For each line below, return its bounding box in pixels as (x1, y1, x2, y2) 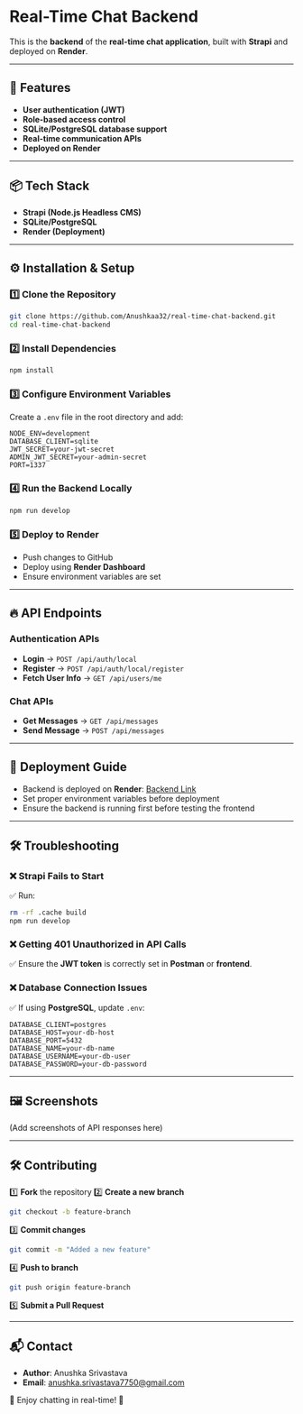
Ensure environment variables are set (22, 571, 161, 582)
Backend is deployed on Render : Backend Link (22, 783, 197, 794)
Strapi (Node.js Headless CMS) (22, 207, 142, 217)
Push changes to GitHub (22, 552, 114, 563)
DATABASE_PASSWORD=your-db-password (9, 1060, 147, 1069)
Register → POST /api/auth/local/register (22, 663, 185, 674)
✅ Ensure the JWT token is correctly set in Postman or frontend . (9, 959, 252, 969)
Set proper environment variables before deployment (22, 793, 220, 803)
